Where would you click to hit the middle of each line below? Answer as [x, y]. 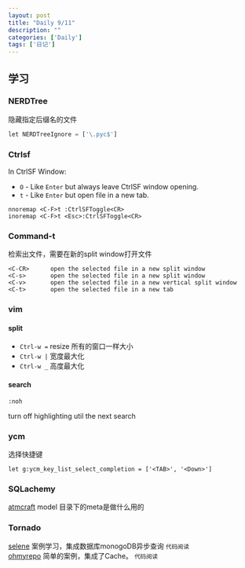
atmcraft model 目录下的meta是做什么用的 [76, 507]
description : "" [35, 30]
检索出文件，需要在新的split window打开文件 [80, 254]
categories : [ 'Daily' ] [45, 37]
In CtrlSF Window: [37, 171]
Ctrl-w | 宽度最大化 [52, 356]
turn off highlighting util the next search [72, 416]
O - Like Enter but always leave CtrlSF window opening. [109, 186]
